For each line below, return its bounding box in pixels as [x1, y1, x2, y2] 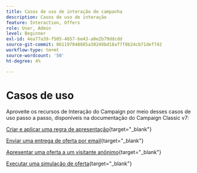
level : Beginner [6, 31, 46, 37]
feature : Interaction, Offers [6, 19, 81, 25]
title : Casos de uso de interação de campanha [6, 8, 123, 15]
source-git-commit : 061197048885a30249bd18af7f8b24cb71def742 [6, 42, 162, 48]
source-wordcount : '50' [6, 53, 65, 58]
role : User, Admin [6, 25, 51, 31]
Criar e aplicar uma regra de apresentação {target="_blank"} [6, 126, 152, 133]
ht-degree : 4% [6, 58, 41, 64]
